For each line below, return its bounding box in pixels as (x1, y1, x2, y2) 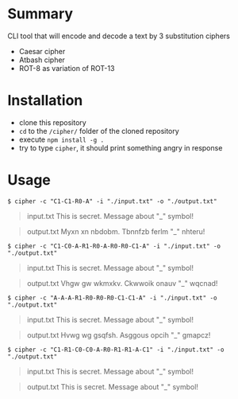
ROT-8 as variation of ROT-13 (18, 63, 115, 72)
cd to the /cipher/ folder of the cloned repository (18, 126, 179, 135)
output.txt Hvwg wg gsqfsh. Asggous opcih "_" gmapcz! (26, 330, 211, 339)
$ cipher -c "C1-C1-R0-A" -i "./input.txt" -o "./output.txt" (7, 197, 217, 205)
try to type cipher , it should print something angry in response (18, 143, 223, 152)
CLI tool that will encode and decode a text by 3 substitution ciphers (7, 31, 231, 41)
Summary (7, 5, 73, 23)
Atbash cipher (18, 55, 65, 65)
